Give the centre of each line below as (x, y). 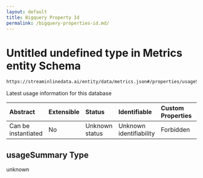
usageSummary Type (47, 155)
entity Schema (44, 65)
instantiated (26, 133)
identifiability (137, 133)
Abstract (22, 112)
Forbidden (176, 130)
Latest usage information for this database (59, 94)
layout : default (27, 12)
